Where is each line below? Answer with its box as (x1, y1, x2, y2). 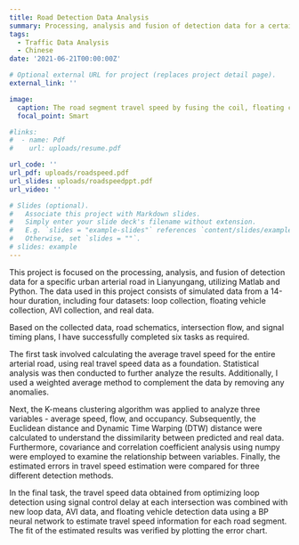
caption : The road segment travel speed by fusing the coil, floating (17, 103, 285, 112)
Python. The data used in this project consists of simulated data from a (9, 286, 269, 297)
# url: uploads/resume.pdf (9, 144, 122, 153)
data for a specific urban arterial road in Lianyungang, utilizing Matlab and (9, 276, 280, 287)
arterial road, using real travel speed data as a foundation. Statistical (9, 358, 260, 369)
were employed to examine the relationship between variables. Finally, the (9, 451, 280, 461)
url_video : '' (9, 184, 62, 194)
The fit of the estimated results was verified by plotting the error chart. (9, 525, 268, 535)
